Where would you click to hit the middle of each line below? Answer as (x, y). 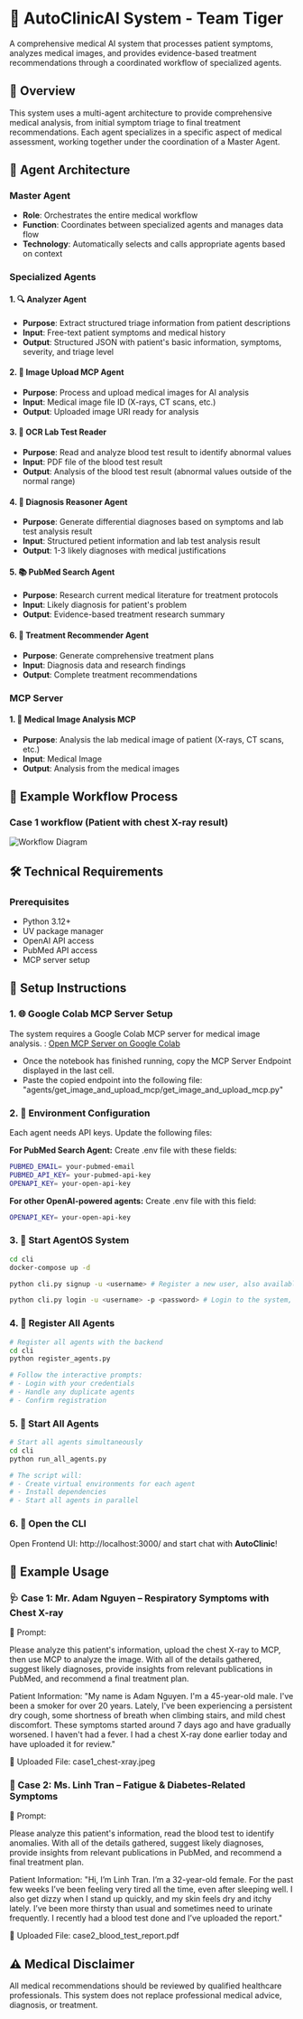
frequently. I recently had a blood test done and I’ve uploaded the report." (146, 1918)
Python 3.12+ (46, 921)
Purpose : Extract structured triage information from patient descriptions (156, 322)
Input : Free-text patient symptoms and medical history (124, 332)
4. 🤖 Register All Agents (62, 1323)
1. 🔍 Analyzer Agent (48, 299)
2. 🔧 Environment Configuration (80, 1113)
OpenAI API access (58, 941)
